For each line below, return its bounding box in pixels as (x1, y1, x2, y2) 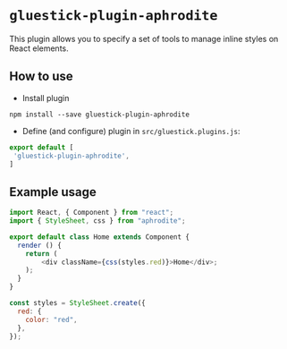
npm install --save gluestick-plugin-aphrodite (9, 110, 190, 119)
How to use (9, 69, 73, 84)
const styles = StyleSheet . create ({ (9, 299, 146, 308)
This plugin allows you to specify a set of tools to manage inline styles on (9, 33, 279, 44)
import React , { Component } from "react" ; (9, 209, 174, 217)
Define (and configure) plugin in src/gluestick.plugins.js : (21, 125, 241, 136)
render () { (17, 241, 63, 250)
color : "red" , (25, 315, 78, 324)
